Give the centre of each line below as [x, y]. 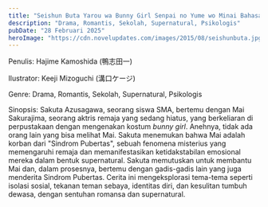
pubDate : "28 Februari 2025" [57, 30]
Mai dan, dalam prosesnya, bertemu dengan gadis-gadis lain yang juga [125, 169]
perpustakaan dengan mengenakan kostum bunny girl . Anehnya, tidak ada [131, 127]
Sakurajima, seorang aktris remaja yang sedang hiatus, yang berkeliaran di [131, 118]
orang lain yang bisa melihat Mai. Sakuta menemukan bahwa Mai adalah [127, 135]
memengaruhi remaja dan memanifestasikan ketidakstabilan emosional [124, 152]
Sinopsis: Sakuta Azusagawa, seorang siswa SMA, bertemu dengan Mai [126, 110]
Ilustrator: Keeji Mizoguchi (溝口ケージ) [72, 78]
